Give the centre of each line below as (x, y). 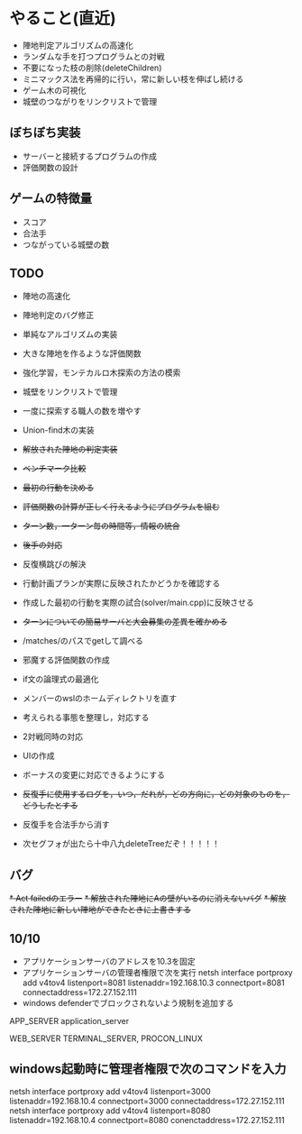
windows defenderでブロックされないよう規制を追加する (128, 1003)
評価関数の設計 (50, 167)
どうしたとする (50, 805)
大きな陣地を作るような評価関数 (82, 353)
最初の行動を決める (58, 488)
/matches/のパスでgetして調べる (83, 641)
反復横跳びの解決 (54, 564)
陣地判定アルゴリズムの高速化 (78, 45)
